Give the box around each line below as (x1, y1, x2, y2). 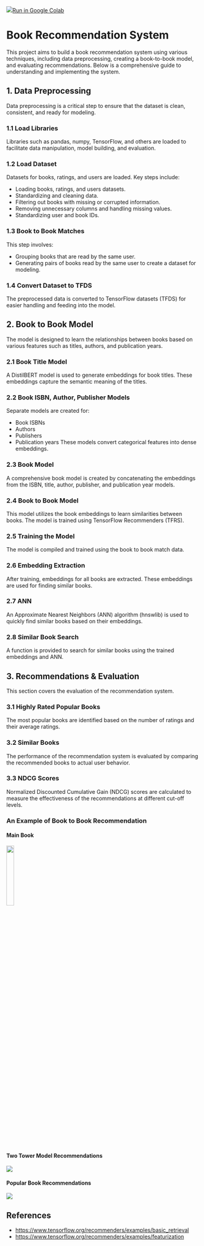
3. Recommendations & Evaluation (6, 671, 139, 682)
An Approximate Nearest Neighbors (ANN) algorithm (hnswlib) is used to (6, 610, 189, 618)
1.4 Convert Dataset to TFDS (6, 281, 93, 290)
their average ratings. (6, 723, 60, 731)
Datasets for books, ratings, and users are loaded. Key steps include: (6, 174, 180, 181)
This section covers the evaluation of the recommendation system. (6, 687, 174, 694)
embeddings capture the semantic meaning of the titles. (6, 378, 148, 385)
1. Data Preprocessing (6, 86, 92, 96)
